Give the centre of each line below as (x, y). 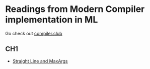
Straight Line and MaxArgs (40, 61)
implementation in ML (52, 20)
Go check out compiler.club (34, 33)
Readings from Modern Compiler (75, 9)
